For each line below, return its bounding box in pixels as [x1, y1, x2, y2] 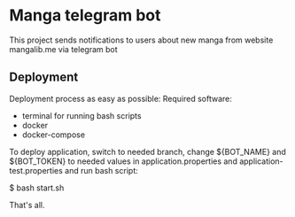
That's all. [9, 199, 45, 210]
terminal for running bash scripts [21, 110, 142, 120]
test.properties [9, 165, 64, 175]
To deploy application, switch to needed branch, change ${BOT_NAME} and [9, 146, 286, 157]
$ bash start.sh [9, 182, 65, 193]
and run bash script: [65, 165, 139, 175]
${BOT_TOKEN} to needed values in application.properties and [9, 156, 237, 167]
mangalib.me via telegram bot [9, 43, 118, 54]
